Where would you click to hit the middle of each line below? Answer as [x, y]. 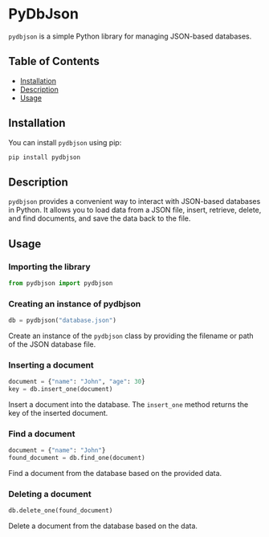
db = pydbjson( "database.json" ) [62, 321]
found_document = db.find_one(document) [77, 458]
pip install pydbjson [45, 157]
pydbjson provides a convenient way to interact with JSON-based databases [134, 201]
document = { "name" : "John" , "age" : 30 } [77, 382]
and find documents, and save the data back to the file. [100, 218]
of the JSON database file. [52, 344]
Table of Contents [54, 61]
